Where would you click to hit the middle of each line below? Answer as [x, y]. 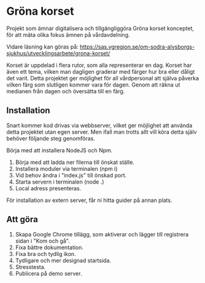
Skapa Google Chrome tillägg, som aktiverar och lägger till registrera [102, 234]
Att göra [22, 219]
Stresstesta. [30, 267]
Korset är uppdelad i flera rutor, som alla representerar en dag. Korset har [99, 65]
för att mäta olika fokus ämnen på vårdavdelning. [68, 34]
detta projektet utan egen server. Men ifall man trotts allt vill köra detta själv [102, 132]
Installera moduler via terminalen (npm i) [66, 169]
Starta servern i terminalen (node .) [60, 182]
